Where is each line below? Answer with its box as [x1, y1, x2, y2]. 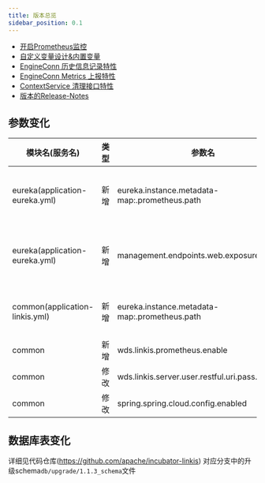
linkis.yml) [12, 311, 50, 322]
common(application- [12, 301, 95, 313]
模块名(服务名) [26, 148, 80, 159]
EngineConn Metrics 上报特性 [19, 71, 116, 80]
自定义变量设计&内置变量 [19, 51, 101, 61]
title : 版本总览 [8, 11, 57, 20]
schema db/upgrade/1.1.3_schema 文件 [14, 466, 136, 476]
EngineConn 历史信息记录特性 [19, 61, 117, 71]
